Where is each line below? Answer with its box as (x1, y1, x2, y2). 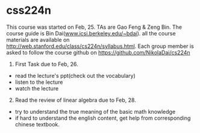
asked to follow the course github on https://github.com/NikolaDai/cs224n (6, 49, 191, 56)
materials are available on (6, 36, 70, 43)
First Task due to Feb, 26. (14, 61, 78, 68)
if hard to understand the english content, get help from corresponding (14, 114, 191, 122)
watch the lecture (14, 84, 59, 92)
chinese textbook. (14, 120, 60, 128)
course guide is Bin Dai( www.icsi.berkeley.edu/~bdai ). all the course (6, 29, 176, 37)
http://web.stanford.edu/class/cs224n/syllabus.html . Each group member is (6, 43, 194, 50)
